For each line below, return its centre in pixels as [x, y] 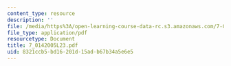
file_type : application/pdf [47, 33]
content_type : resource [41, 13]
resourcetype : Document [41, 39]
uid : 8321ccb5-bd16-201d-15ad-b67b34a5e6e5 [70, 52]
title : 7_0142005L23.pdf [43, 45]
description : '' [30, 20]
